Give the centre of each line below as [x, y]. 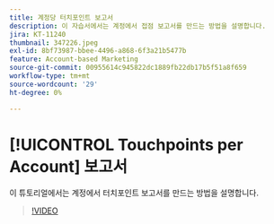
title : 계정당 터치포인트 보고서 [62, 17]
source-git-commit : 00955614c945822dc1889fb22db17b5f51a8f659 [128, 68]
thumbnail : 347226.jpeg [54, 43]
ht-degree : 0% [36, 92]
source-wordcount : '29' [54, 84]
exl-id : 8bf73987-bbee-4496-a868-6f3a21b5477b [98, 51]
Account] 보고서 [68, 166]
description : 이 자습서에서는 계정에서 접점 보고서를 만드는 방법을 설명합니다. [138, 26]
